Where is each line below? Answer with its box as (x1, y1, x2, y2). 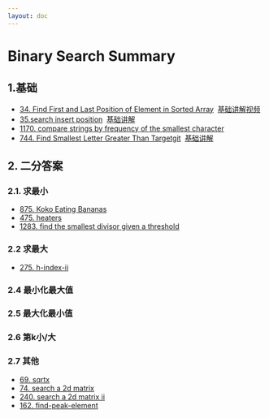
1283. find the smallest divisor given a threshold (19, 222, 180, 231)
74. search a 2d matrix (19, 383, 95, 393)
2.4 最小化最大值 (7, 284, 74, 295)
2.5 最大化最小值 (7, 308, 73, 319)
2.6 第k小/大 (7, 332, 56, 343)
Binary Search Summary (7, 46, 176, 65)
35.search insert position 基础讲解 (19, 114, 136, 124)
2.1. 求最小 (7, 185, 49, 196)
